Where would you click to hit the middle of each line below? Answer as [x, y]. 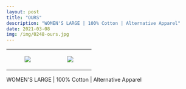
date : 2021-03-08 [28, 29]
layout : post [23, 12]
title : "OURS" [24, 18]
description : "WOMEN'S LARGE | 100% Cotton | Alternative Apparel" [94, 23]
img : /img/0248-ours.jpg [38, 35]
